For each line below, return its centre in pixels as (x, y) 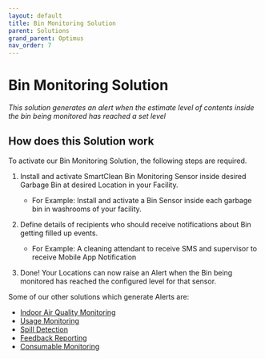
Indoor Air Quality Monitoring (68, 312)
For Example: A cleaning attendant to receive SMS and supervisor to (145, 248)
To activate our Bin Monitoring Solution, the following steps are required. (128, 161)
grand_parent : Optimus (46, 38)
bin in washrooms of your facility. (86, 209)
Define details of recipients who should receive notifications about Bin (135, 224)
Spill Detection (44, 329)
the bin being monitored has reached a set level (87, 116)
